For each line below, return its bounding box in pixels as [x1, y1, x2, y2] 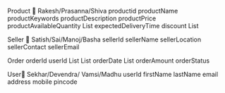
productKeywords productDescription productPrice [7, 14, 157, 23]
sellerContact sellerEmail [7, 43, 80, 51]
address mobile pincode [7, 77, 78, 86]
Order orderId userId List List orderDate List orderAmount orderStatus [7, 56, 210, 65]
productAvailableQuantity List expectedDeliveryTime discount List [7, 22, 199, 30]
